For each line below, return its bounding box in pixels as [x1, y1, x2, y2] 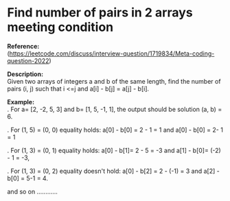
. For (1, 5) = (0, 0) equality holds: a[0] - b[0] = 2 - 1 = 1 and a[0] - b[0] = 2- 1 [7, 126, 223, 134]
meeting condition [7, 19, 114, 35]
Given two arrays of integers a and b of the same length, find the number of [7, 77, 221, 85]
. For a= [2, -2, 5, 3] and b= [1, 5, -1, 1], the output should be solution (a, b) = [7, 105, 222, 113]
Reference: [7, 42, 40, 50]
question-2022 [7, 56, 49, 64]
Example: [7, 97, 35, 106]
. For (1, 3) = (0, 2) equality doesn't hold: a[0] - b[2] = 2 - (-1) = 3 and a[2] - [7, 167, 220, 175]
